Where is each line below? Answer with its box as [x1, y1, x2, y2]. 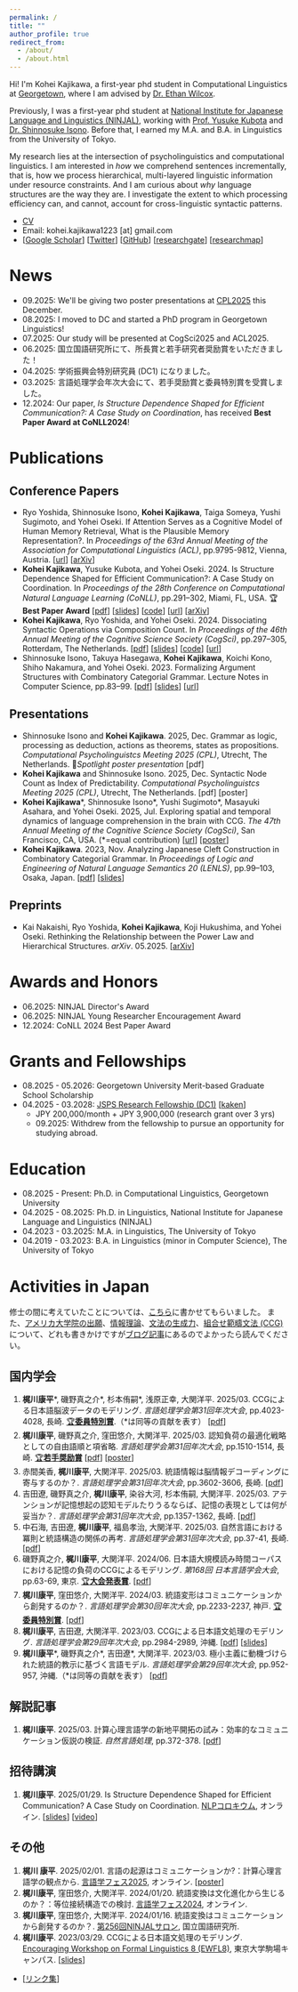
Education [9, 1158, 86, 1179]
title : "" [9, 21, 46, 30]
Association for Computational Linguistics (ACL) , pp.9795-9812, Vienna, [21, 544, 287, 555]
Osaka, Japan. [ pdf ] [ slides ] [21, 872, 125, 883]
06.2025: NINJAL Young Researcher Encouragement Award [21, 1011, 242, 1021]
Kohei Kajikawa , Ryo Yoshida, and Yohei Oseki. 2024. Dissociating [21, 615, 267, 625]
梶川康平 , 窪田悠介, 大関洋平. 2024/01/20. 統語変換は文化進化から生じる [21, 1887, 286, 1898]
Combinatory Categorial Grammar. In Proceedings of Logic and [21, 853, 254, 864]
